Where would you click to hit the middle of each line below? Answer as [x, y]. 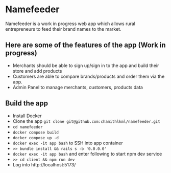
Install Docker [27, 116]
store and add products [37, 71]
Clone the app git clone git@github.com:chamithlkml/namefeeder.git [87, 121]
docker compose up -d [35, 138]
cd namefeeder [28, 127]
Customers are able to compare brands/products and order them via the [89, 76]
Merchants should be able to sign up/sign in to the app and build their [86, 66]
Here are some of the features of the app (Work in [86, 45]
